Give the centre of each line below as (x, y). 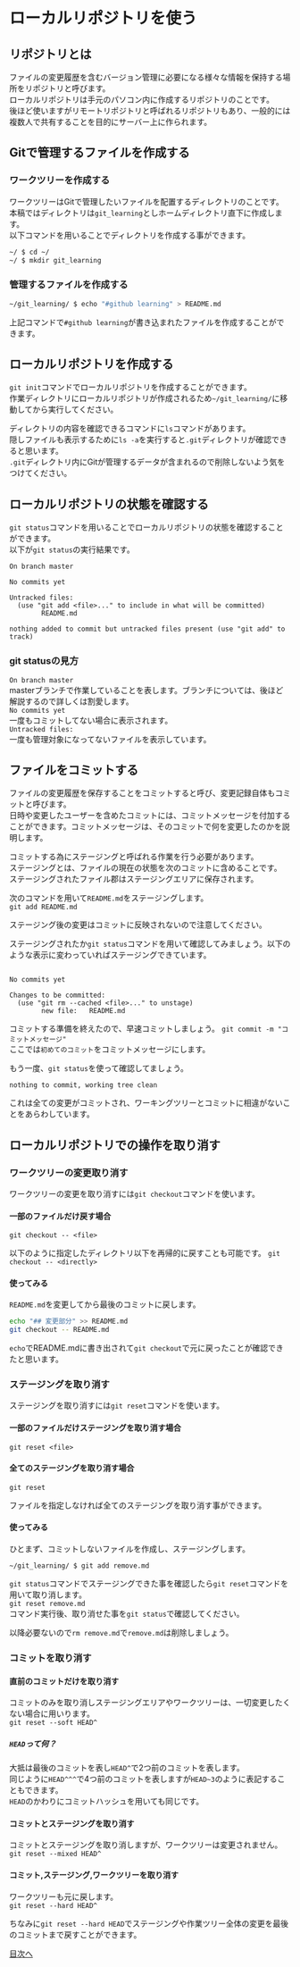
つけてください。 (41, 473)
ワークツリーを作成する (59, 180)
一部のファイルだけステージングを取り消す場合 (95, 1428)
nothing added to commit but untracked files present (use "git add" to (147, 629)
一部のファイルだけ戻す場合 (60, 1216)
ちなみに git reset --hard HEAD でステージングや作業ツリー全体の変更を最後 (149, 1923)
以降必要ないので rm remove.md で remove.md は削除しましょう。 (121, 1633)
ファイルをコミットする (74, 770)
